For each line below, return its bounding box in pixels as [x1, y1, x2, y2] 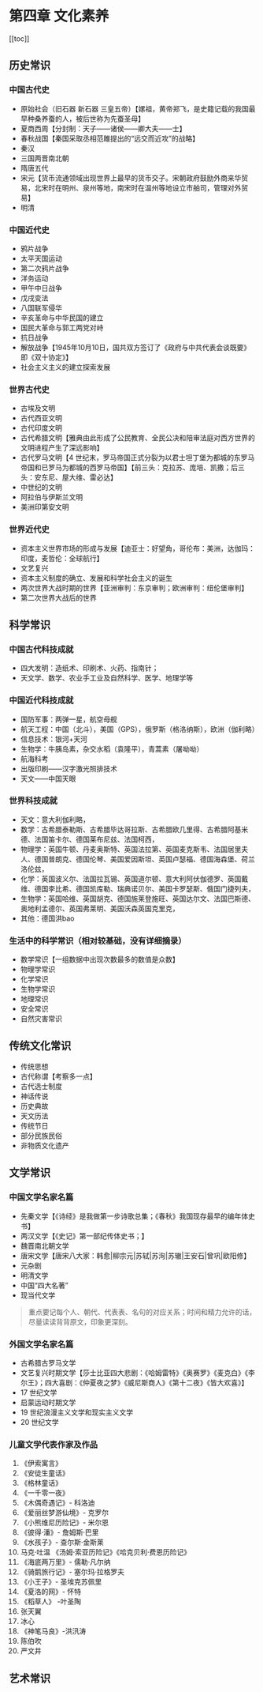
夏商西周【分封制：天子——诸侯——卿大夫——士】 [20, 123, 187, 133]
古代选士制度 [20, 1081, 62, 1091]
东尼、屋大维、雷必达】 [41, 473, 117, 482]
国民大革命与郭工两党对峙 [20, 322, 104, 332]
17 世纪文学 [20, 1388, 57, 1397]
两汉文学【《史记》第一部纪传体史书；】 [20, 1230, 149, 1241]
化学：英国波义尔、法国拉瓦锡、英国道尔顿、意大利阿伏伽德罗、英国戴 [20, 874, 249, 884]
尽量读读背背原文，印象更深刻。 [28, 1317, 132, 1326]
